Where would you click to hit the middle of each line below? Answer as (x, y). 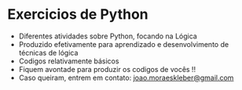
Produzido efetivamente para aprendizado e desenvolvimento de (124, 44)
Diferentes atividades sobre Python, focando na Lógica (108, 36)
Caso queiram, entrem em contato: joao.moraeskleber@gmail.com (126, 77)
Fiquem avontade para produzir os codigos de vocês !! (107, 69)
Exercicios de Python (78, 14)
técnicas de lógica (48, 52)
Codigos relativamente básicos (69, 61)
